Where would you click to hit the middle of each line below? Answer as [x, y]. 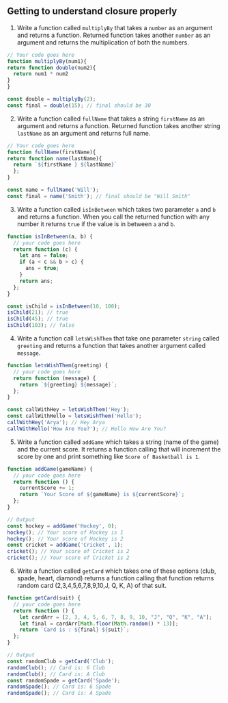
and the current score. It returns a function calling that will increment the [119, 449]
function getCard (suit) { [44, 598]
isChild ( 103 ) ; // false [41, 325]
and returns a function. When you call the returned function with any [113, 217]
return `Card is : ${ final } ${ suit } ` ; [74, 630]
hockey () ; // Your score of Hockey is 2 [66, 539]
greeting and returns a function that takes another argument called [111, 346]
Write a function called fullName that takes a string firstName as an [111, 119]
